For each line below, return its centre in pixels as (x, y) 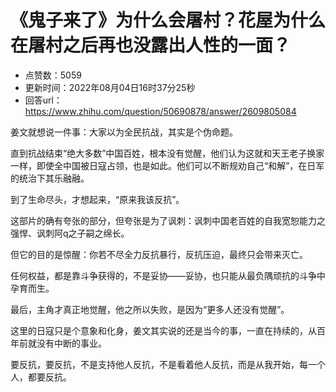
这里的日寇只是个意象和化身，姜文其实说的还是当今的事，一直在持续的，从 (163, 330)
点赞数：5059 (53, 75)
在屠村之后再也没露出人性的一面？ (151, 45)
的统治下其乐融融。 (50, 178)
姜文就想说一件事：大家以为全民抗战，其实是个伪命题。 (124, 132)
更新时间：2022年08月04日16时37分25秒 (110, 87)
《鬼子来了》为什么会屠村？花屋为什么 (168, 20)
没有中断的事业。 (71, 343)
